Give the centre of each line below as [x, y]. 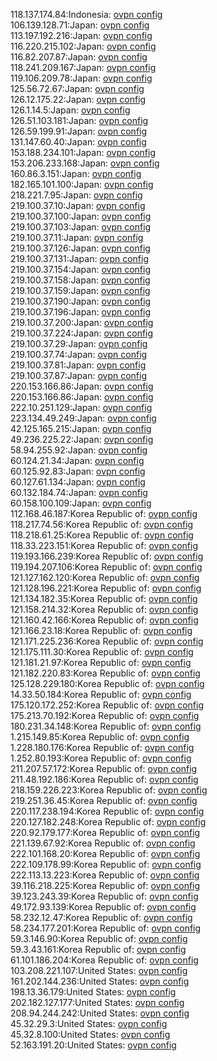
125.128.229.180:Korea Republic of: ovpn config [107, 683]
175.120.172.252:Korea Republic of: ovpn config [107, 705]
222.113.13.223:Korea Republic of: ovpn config [105, 875]
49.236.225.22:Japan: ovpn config [82, 439]
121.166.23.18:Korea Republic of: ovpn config [101, 630]
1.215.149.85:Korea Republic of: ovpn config [100, 737]
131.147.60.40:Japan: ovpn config [78, 142]
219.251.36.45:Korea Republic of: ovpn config [104, 800]
